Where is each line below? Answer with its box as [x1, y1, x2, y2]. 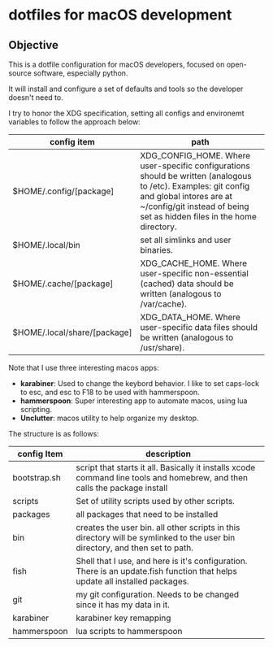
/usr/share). [140, 342, 185, 353]
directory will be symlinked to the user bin [76, 532, 236, 543]
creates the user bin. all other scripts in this [76, 522, 240, 533]
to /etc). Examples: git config [140, 180, 250, 192]
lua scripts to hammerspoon [76, 626, 183, 636]
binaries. [140, 245, 173, 255]
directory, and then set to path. [76, 542, 193, 554]
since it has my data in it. [76, 599, 171, 610]
